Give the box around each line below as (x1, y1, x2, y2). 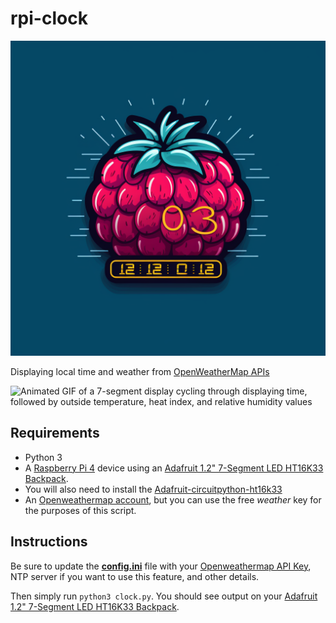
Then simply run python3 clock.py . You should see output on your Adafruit (10, 590, 318, 602)
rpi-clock (10, 7, 88, 30)
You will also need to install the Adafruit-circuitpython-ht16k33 (24, 483, 283, 495)
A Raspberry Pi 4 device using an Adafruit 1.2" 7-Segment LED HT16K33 (24, 462, 324, 474)
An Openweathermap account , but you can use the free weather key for (24, 493, 322, 506)
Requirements (10, 425, 100, 442)
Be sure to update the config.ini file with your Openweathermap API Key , (10, 560, 312, 572)
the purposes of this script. (24, 504, 137, 516)
